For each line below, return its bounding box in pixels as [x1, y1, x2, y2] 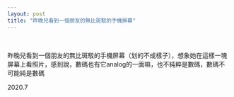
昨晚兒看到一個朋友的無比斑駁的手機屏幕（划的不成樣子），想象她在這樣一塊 [7, 51, 228, 59]
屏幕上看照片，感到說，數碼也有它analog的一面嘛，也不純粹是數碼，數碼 [7, 59, 219, 68]
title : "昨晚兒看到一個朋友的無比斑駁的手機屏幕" [7, 17, 136, 24]
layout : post [7, 10, 46, 18]
